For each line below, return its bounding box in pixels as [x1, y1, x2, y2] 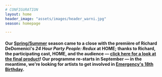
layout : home [5, 12, 32, 17]
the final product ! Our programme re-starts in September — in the [5, 56, 142, 62]
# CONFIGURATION [5, 7, 38, 12]
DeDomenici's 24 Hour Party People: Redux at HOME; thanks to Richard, [5, 45, 156, 51]
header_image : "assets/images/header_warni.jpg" [5, 16, 107, 21]
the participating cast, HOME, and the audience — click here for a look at [5, 51, 156, 56]
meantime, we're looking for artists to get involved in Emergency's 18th [5, 61, 154, 67]
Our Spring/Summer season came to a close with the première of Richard [5, 40, 157, 46]
